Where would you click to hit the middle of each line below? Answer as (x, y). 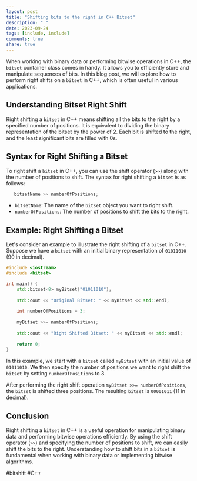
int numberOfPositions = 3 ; (51, 311)
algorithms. (20, 462)
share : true (21, 45)
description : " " (27, 22)
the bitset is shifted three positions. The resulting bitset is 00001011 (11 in (96, 391)
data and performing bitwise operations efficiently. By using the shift (89, 437)
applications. (21, 86)
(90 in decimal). (25, 257)
